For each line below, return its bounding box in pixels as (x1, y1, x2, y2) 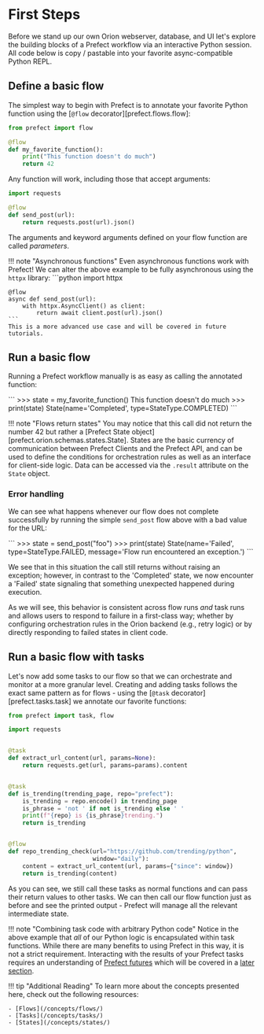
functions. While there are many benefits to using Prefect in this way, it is (8, 940, 244, 950)
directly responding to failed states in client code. (8, 627, 168, 637)
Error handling (8, 489, 64, 500)
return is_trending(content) (22, 870, 118, 877)
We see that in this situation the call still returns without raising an (8, 562, 221, 571)
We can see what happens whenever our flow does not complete (8, 506, 219, 516)
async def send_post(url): (8, 295, 97, 303)
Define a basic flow (8, 79, 104, 93)
